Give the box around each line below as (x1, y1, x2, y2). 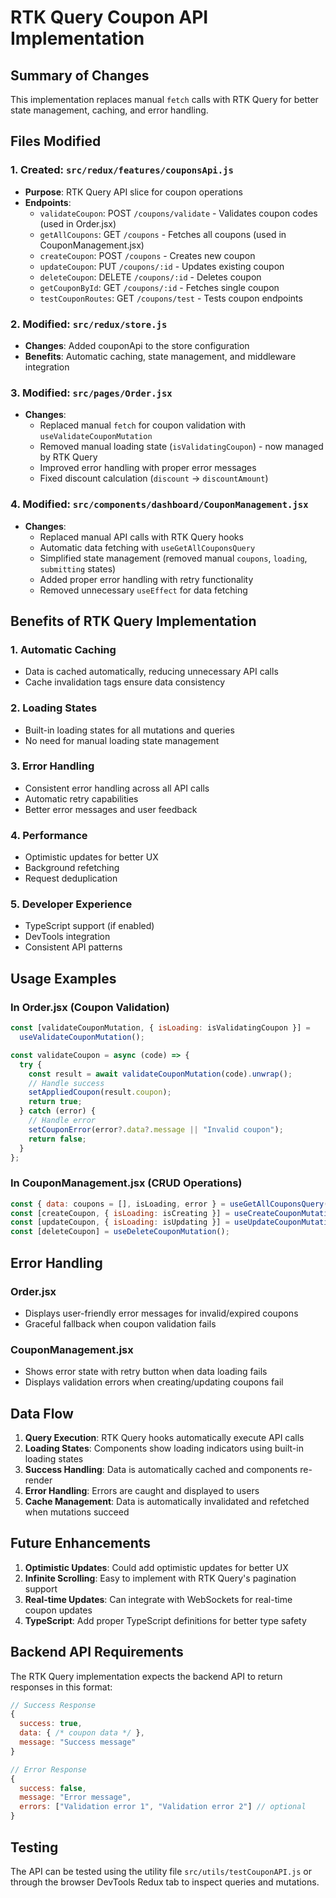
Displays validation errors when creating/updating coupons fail (24, 1376, 284, 1388)
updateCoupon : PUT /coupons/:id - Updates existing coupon (39, 260, 285, 272)
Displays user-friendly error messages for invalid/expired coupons (24, 1307, 299, 1319)
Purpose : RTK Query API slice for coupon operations (24, 186, 243, 198)
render (24, 1474, 53, 1486)
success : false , (19, 1783, 87, 1793)
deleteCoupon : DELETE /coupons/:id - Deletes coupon (39, 271, 262, 283)
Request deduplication (24, 872, 118, 885)
